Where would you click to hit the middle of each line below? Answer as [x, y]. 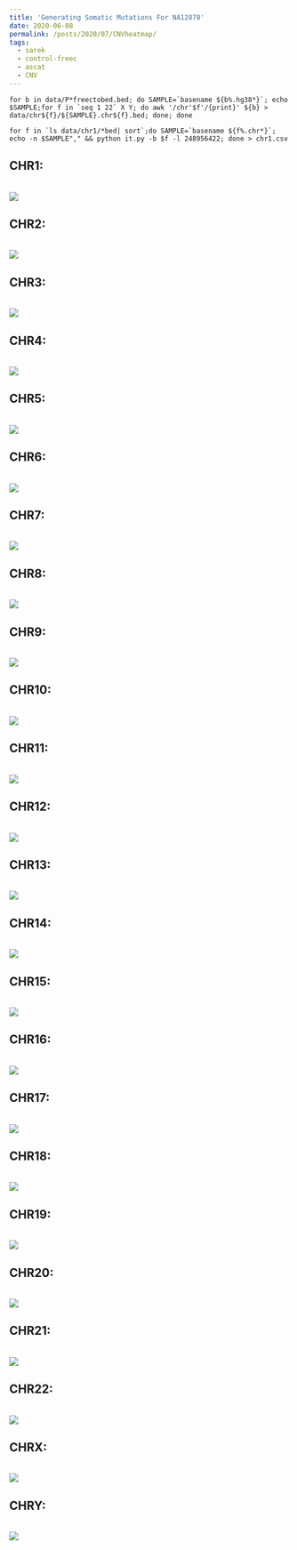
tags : [19, 42]
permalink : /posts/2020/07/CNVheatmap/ [83, 34]
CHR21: [30, 1331]
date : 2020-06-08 [41, 26]
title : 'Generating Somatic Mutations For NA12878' [107, 17]
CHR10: [30, 690]
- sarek [32, 51]
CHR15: [30, 981]
